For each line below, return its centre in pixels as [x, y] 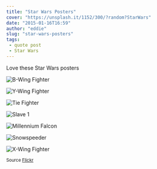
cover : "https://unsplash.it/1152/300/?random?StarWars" [79, 17]
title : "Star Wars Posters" [41, 12]
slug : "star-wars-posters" [40, 34]
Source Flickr [20, 160]
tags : [13, 40]
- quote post [25, 46]
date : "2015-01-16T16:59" [38, 23]
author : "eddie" [26, 28]
